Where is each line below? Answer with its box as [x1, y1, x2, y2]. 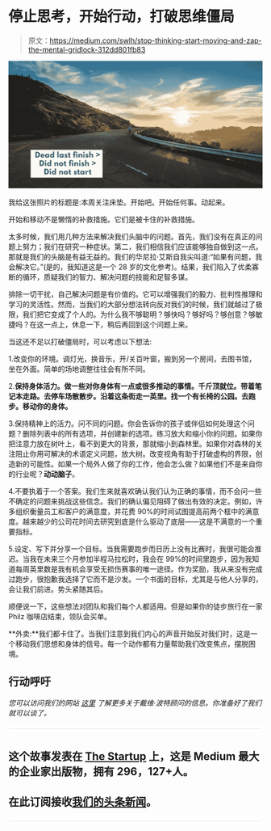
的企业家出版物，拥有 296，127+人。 [8, 765, 194, 778]
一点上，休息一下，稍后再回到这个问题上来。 [43, 319, 192, 329]
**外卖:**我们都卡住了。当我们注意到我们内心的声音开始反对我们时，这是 [8, 628, 252, 639]
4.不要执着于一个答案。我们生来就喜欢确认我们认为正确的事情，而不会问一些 [8, 486, 262, 496]
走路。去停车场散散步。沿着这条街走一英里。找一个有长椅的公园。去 [22, 391, 248, 401]
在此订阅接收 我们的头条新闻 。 [8, 795, 157, 808]
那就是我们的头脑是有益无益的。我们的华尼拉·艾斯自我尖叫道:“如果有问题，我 [8, 251, 263, 261]
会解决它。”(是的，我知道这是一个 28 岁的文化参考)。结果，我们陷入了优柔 [8, 262, 252, 272]
